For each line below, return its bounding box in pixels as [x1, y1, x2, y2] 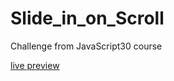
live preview [10, 59, 60, 71]
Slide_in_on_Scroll [10, 7, 165, 30]
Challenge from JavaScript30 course [10, 40, 163, 52]
